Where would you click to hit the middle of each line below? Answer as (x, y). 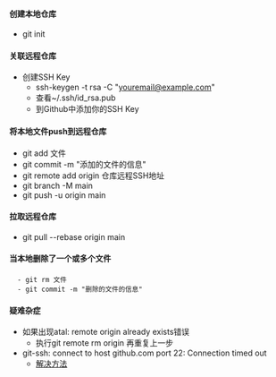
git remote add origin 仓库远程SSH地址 (93, 176)
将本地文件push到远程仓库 (58, 131)
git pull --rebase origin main (74, 236)
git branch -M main (58, 185)
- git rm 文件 (42, 280)
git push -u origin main (64, 195)
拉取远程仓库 (33, 217)
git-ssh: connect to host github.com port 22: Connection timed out (144, 353)
